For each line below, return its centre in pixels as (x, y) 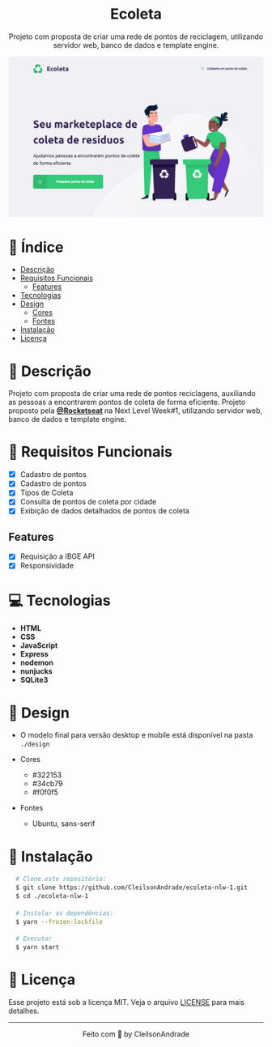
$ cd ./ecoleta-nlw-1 (52, 896)
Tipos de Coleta (47, 493)
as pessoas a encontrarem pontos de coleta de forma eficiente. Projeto (127, 402)
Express (34, 654)
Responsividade (47, 566)
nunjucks (36, 671)
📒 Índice (36, 247)
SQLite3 (34, 680)
